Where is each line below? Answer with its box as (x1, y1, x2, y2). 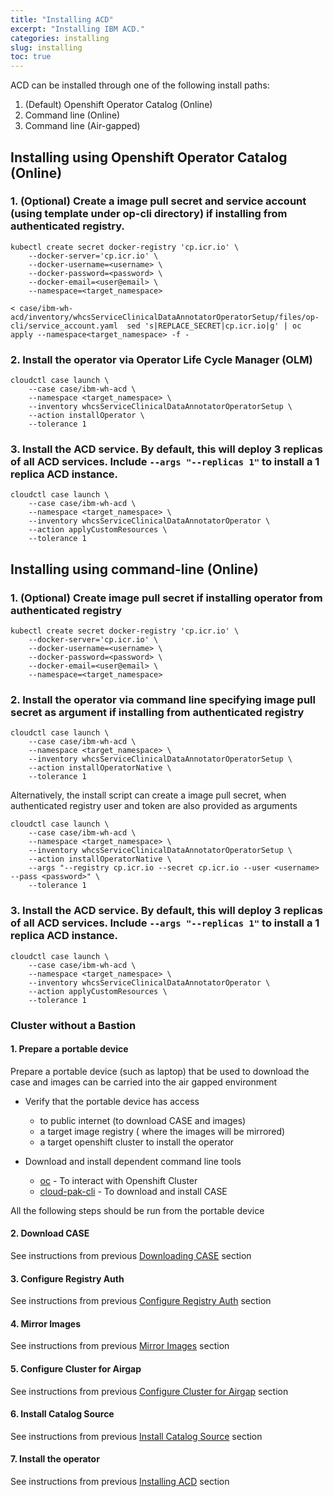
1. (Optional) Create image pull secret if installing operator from (10, 591, 323, 605)
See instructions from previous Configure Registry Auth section (10, 1295, 272, 1307)
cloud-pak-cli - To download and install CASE (39, 1185, 228, 1197)
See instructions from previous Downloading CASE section (10, 1250, 252, 1262)
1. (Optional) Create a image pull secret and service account (10, 194, 307, 208)
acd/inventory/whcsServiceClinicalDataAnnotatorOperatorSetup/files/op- (10, 312, 320, 322)
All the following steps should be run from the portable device (10, 1204, 265, 1216)
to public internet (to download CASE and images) (39, 1114, 247, 1126)
